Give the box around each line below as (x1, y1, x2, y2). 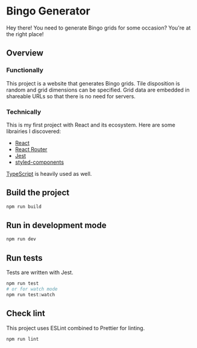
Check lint (6, 308, 45, 318)
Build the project (6, 188, 70, 198)
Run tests (6, 253, 43, 263)
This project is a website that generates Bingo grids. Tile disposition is (6, 79, 180, 87)
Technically (6, 107, 41, 116)
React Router (14, 146, 48, 153)
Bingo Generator (6, 4, 90, 18)
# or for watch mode (6, 286, 58, 292)
